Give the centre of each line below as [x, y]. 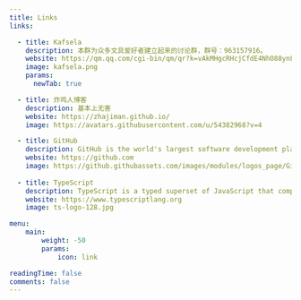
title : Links [34, 17]
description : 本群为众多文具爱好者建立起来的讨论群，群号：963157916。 [146, 50]
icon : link [77, 257]
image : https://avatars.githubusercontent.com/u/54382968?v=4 [144, 125]
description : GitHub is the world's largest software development [152, 150]
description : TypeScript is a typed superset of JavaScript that [150, 191]
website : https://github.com [80, 158]
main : [36, 232]
